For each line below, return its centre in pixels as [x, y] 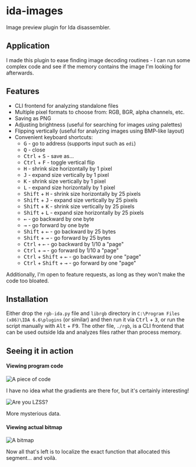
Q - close [34, 150]
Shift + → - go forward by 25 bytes [67, 237]
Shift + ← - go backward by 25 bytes [70, 231]
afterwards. [20, 73]
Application [28, 46]
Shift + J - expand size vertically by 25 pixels [80, 200]
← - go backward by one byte [59, 219]
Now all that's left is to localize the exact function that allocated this [88, 452]
